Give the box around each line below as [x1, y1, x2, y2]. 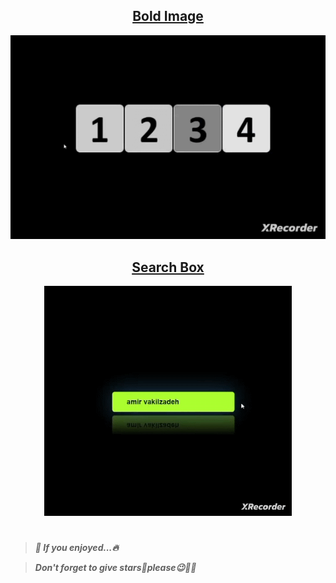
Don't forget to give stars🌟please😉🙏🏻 [34, 562, 197, 574]
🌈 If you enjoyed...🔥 [34, 542, 119, 554]
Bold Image [132, 8, 204, 25]
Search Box [131, 259, 205, 276]
